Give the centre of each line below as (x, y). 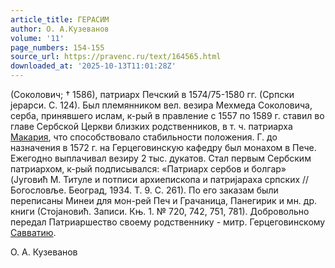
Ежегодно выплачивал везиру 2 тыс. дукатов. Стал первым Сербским (161, 158)
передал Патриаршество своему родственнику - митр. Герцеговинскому (168, 222)
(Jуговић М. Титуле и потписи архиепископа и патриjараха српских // (160, 179)
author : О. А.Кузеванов (60, 29)
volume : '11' (37, 38)
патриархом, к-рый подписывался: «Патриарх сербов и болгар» (148, 169)
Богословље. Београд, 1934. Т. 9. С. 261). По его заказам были (144, 190)
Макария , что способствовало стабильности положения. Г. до (144, 137)
